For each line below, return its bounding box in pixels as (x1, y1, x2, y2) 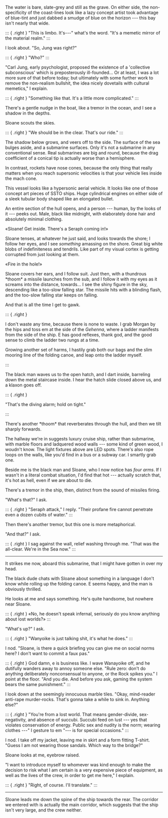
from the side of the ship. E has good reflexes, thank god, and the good (5, 332, 152, 337)
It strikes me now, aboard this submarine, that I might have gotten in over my (5, 560, 163, 566)
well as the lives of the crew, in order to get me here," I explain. (5, 772, 134, 778)
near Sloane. (5, 601, 31, 607)
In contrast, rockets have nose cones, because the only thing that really (5, 165, 152, 170)
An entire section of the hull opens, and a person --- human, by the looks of (5, 205, 161, 211)
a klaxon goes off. (5, 382, 42, 388)
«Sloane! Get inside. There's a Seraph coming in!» (5, 226, 108, 231)
